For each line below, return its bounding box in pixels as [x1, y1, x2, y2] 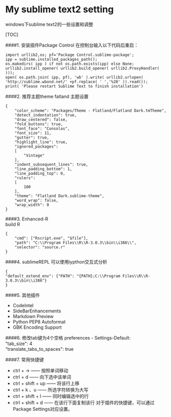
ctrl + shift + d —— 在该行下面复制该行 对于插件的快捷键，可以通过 [12, 399, 155, 406]
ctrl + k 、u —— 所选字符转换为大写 [12, 386, 89, 393]
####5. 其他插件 [5, 292, 40, 298]
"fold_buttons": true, [14, 122, 63, 127]
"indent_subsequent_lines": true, [14, 162, 88, 167]
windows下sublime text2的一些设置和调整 [5, 21, 93, 27]
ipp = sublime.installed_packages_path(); [5, 56, 98, 62]
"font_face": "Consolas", [14, 126, 70, 131]
